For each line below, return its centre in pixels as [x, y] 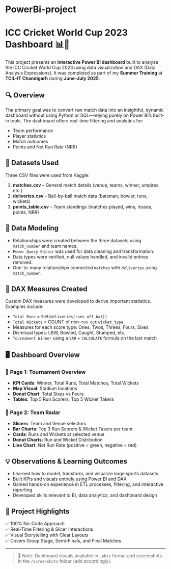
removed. [23, 262]
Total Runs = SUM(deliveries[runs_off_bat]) [60, 317]
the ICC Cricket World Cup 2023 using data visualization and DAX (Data [81, 68]
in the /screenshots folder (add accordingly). [65, 561]
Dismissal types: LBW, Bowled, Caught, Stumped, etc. [69, 333]
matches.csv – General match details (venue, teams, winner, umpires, [86, 185]
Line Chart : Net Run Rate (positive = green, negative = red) [75, 445]
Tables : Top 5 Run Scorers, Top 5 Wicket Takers [63, 399]
